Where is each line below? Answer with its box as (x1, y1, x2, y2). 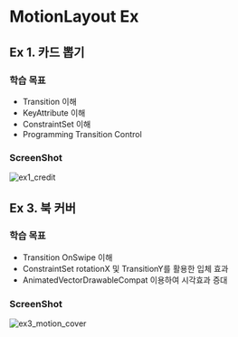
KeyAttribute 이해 (22, 107, 86, 118)
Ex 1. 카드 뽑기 (9, 44, 85, 60)
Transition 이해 (22, 96, 77, 107)
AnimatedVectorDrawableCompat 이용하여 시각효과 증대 (22, 274, 228, 286)
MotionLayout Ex (9, 6, 139, 27)
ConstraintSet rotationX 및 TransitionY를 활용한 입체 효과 (22, 263, 229, 274)
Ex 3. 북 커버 (9, 201, 77, 216)
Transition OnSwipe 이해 (22, 251, 113, 263)
